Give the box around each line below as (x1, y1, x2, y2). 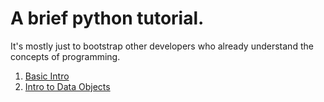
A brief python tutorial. (10, 7, 205, 30)
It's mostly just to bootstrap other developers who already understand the (10, 40, 314, 52)
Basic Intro (24, 70, 70, 82)
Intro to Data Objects (24, 80, 111, 92)
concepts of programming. (10, 50, 121, 62)
